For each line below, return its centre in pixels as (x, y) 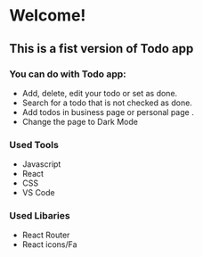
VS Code (38, 193)
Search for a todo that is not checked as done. (107, 103)
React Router (46, 235)
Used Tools (34, 145)
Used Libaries (40, 216)
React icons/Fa (49, 245)
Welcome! (48, 16)
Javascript (41, 164)
